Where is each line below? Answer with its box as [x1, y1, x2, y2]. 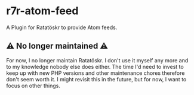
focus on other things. [6, 82, 61, 89]
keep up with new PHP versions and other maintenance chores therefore [6, 69, 185, 77]
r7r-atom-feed [6, 4, 79, 18]
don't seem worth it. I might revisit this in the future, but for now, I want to [6, 75, 187, 83]
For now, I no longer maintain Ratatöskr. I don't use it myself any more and [6, 56, 189, 64]
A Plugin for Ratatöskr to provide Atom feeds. [6, 24, 118, 31]
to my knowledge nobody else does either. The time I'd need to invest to [6, 63, 184, 70]
